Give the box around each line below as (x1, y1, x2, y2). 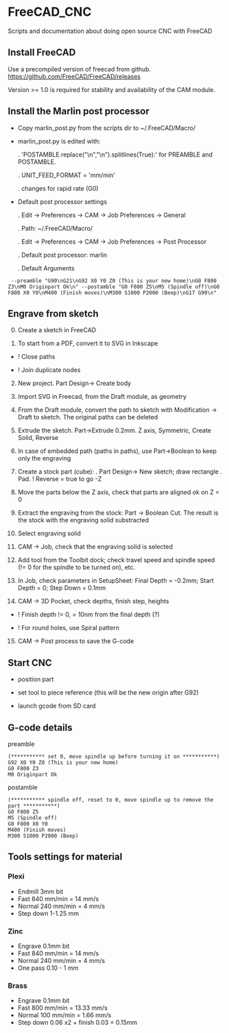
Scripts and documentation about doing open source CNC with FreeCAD (8, 27, 213, 35)
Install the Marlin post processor (8, 106, 149, 117)
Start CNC (8, 657, 52, 669)
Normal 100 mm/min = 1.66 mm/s (17, 1011, 112, 1019)
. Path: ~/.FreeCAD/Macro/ (17, 224, 93, 232)
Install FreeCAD (8, 47, 76, 58)
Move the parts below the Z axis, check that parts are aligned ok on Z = (17, 488, 220, 496)
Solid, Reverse (17, 434, 59, 442)
